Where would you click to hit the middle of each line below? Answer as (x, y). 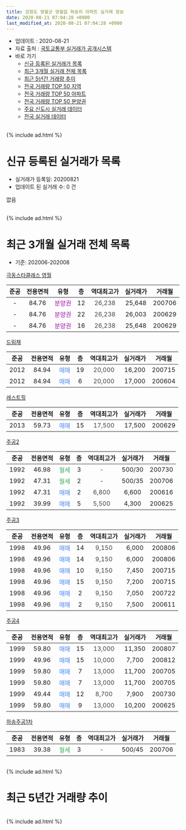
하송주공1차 (20, 722)
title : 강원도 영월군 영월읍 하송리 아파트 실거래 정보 (65, 12)
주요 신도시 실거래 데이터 (53, 109)
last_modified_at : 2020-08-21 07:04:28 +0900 (64, 23)
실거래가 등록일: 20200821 (47, 180)
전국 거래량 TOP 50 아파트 (55, 94)
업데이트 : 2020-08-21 (42, 41)
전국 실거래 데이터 (45, 117)
